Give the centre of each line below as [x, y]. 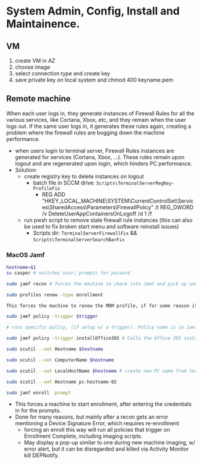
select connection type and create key [62, 73]
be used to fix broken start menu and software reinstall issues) [101, 226]
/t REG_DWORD [174, 207]
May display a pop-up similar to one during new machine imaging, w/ [109, 443]
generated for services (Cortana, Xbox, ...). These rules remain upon [100, 157]
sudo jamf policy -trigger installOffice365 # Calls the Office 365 [94, 338]
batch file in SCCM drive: [64, 183]
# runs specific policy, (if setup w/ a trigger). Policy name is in [95, 327]
